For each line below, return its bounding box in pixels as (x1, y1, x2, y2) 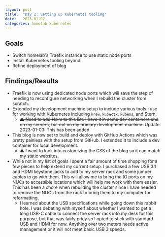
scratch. (12, 101, 30, 106)
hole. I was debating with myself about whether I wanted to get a (19, 205, 151, 211)
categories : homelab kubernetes (5, 21, 71, 26)
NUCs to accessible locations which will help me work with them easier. (12, 179, 158, 185)
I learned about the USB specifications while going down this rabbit (19, 200, 157, 206)
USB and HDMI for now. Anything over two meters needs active (19, 221, 149, 227)
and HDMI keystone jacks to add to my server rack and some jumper (12, 169, 152, 174)
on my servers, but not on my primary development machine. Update (19, 121, 160, 127)
